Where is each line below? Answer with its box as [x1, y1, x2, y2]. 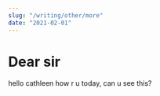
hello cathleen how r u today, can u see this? [8, 79, 152, 88]
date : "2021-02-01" [8, 19, 72, 27]
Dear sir [8, 53, 61, 71]
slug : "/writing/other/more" [8, 11, 104, 20]
